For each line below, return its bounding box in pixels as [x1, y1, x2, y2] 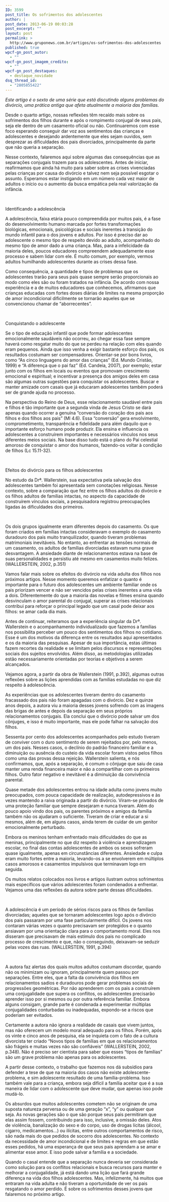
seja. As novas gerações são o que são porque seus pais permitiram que [5, 1111, 156, 1117]
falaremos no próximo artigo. [5, 1191, 66, 1197]
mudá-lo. [5, 1091, 24, 1097]
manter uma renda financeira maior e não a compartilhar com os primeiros [5, 766, 160, 772]
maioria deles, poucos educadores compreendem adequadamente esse [5, 247, 155, 254]
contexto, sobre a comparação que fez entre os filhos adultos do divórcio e [5, 487, 162, 493]
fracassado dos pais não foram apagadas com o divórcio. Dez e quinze [5, 697, 153, 703]
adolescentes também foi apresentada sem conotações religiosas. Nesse [5, 482, 158, 488]
